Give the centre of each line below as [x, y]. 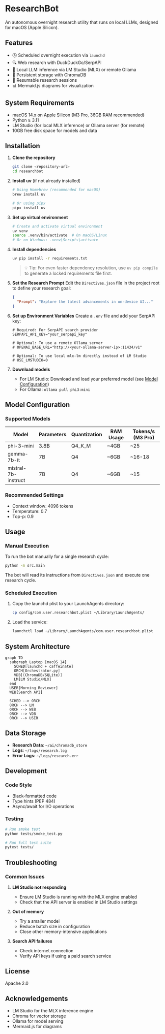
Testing [14, 819]
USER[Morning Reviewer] [34, 688]
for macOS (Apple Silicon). [32, 27]
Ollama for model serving [38, 1021]
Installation [23, 146]
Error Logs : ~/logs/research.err [45, 755]
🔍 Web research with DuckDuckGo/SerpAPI [57, 63]
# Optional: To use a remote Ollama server [57, 343]
